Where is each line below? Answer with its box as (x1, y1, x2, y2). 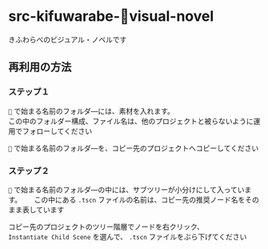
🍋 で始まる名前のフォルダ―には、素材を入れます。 (8, 106, 174, 115)
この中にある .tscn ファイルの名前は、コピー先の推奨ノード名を (34, 195, 246, 204)
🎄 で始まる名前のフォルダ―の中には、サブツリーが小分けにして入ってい (8, 184, 245, 195)
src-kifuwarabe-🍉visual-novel (8, 7, 214, 26)
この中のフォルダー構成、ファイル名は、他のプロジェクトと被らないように (8, 116, 254, 126)
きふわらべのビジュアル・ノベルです (8, 34, 127, 44)
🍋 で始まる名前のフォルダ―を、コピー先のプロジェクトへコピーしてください (8, 143, 259, 153)
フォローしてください (22, 126, 93, 135)
